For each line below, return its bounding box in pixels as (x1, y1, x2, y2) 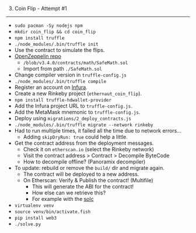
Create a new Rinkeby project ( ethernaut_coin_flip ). (14, 90, 142, 97)
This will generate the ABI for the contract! (32, 183, 134, 190)
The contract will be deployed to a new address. (23, 171, 139, 178)
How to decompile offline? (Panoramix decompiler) (23, 158, 146, 165)
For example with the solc (32, 196, 94, 202)
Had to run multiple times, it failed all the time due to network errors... (14, 127, 182, 134)
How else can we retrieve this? (32, 189, 106, 196)
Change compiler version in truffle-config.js (14, 71, 127, 78)
